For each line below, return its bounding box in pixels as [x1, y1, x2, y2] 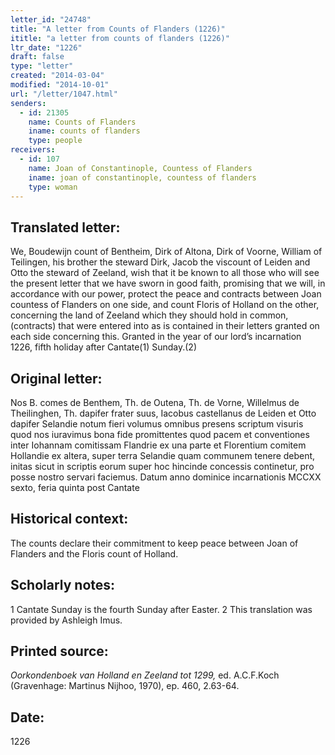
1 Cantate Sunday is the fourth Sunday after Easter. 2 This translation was [10, 603, 313, 615]
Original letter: [10, 370, 103, 387]
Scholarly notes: [10, 577, 116, 594]
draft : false [10, 52, 65, 62]
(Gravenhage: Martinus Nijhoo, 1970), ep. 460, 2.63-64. [10, 680, 240, 692]
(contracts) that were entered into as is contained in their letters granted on [10, 320, 320, 332]
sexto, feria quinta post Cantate [10, 482, 140, 493]
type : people [28, 136, 83, 146]
